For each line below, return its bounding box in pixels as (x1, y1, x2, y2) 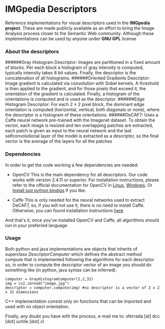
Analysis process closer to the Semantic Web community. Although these (5, 30, 154, 36)
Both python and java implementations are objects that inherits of (5, 246, 138, 252)
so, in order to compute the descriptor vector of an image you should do (5, 262, 152, 268)
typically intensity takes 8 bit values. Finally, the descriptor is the (5, 70, 136, 76)
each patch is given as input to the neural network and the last (5, 128, 132, 134)
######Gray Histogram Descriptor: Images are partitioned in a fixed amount (5, 59, 161, 65)
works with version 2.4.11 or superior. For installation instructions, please (12, 177, 159, 183)
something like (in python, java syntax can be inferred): (5, 267, 117, 273)
